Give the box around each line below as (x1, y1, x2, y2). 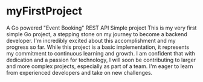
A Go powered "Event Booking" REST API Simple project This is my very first (6, 24, 197, 31)
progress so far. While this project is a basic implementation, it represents (6, 43, 189, 51)
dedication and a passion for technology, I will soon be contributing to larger (6, 56, 196, 63)
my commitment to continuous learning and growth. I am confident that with (6, 49, 195, 57)
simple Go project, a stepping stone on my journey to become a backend (6, 30, 187, 37)
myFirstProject (6, 4, 83, 18)
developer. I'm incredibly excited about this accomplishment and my (6, 37, 176, 44)
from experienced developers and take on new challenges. (6, 69, 153, 76)
